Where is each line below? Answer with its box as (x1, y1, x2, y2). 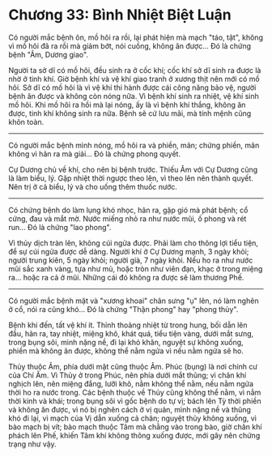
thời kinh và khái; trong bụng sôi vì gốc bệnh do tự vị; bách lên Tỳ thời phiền (8, 395, 261, 406)
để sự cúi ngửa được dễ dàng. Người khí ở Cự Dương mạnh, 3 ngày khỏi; (8, 246, 249, 256)
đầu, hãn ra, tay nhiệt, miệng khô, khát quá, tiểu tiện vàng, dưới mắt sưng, (8, 328, 254, 338)
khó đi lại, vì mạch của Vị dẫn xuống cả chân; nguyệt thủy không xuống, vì (8, 413, 257, 423)
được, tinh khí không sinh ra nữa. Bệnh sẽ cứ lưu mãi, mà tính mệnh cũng (8, 108, 252, 118)
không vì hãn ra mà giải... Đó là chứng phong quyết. (8, 148, 181, 159)
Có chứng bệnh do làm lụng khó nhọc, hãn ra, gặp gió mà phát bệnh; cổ (8, 205, 249, 215)
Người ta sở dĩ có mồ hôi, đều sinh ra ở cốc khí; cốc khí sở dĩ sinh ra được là (8, 65, 261, 75)
